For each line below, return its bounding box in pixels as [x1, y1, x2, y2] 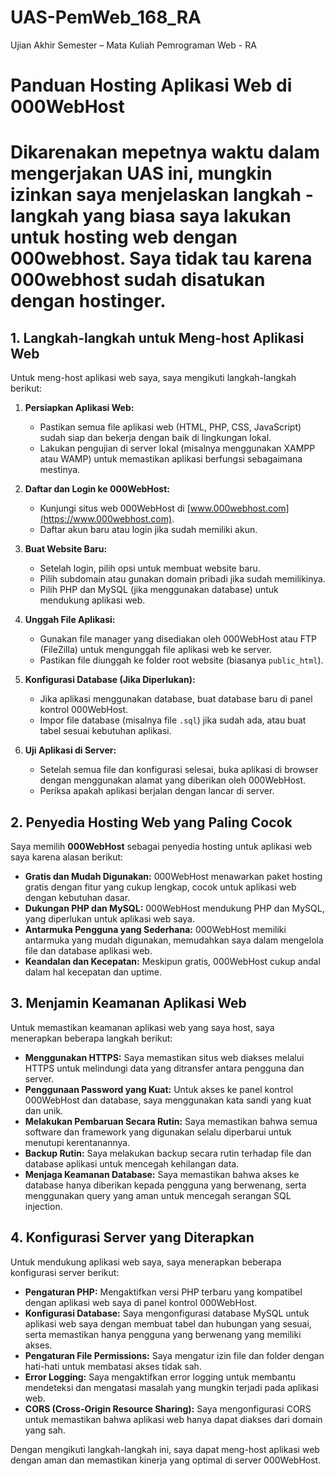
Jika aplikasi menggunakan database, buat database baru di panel [39, 693, 313, 705]
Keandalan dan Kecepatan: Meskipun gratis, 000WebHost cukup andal [24, 955, 321, 967]
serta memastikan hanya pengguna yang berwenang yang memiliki [24, 1328, 302, 1340]
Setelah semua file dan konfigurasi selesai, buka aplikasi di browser [39, 764, 319, 776]
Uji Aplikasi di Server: [24, 744, 117, 756]
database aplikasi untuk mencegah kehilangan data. [24, 1157, 240, 1170]
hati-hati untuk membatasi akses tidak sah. [24, 1360, 202, 1372]
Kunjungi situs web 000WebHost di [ [39, 502, 191, 515]
